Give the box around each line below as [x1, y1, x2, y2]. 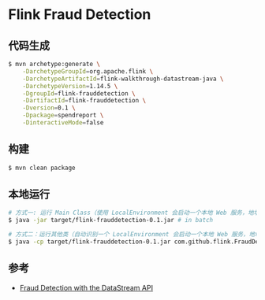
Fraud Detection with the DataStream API [19, 283, 154, 292]
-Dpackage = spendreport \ [22, 112, 104, 120]
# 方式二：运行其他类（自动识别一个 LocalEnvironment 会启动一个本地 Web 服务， [8, 231, 250, 239]
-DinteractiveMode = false [22, 119, 104, 127]
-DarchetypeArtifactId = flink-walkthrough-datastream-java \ [22, 75, 224, 83]
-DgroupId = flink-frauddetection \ [22, 89, 136, 98]
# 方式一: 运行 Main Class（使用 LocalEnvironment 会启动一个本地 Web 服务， [8, 209, 248, 217]
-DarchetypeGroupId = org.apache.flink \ [22, 67, 154, 76]
